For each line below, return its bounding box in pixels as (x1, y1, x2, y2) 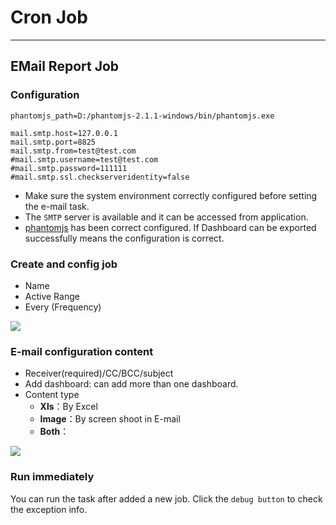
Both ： (39, 426, 70, 438)
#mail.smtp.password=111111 (10, 163, 128, 173)
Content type (24, 389, 80, 401)
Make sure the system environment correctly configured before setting (24, 189, 318, 201)
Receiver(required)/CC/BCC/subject (24, 367, 174, 380)
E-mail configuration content (10, 344, 154, 358)
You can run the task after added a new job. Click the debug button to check (10, 492, 323, 505)
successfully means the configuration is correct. (24, 232, 225, 244)
